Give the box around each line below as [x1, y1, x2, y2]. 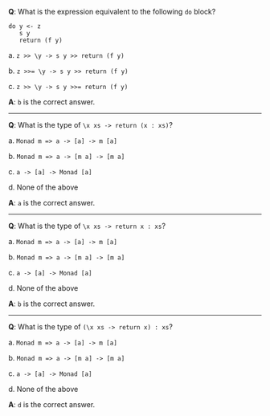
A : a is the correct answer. [8, 198, 96, 207]
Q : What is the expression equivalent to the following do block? [8, 7, 216, 16]
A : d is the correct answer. [8, 400, 96, 409]
